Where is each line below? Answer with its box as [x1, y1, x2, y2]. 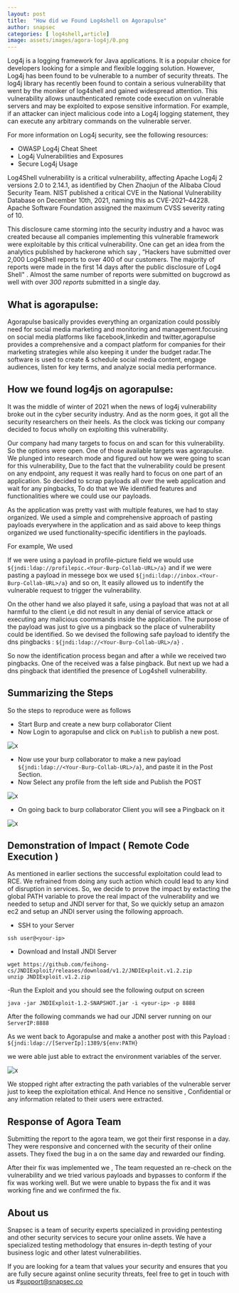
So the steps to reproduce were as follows [7, 706, 132, 714]
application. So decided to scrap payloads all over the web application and [7, 476, 226, 485]
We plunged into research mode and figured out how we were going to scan [7, 453, 230, 463]
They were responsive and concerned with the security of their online [7, 1142, 212, 1151]
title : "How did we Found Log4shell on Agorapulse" [7, 17, 167, 24]
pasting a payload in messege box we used [7, 571, 134, 579]
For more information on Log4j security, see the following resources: [7, 131, 208, 139]
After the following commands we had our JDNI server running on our [7, 1012, 212, 1021]
